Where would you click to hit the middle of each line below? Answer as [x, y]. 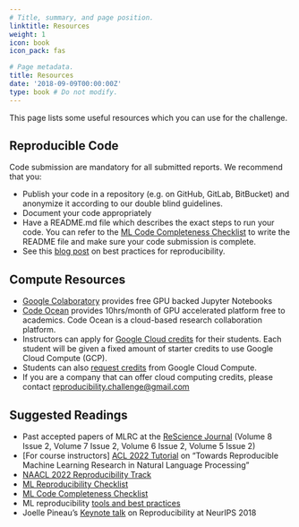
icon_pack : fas [38, 51]
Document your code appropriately [87, 213]
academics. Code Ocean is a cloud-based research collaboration [142, 320]
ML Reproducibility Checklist [75, 484]
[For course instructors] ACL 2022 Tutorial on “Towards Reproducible [150, 456]
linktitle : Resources [50, 26]
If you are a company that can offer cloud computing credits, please [147, 377]
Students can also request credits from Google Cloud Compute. [139, 367]
